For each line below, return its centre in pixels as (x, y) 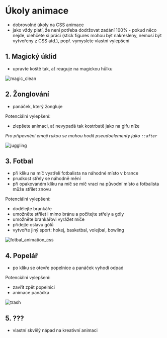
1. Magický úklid (31, 57)
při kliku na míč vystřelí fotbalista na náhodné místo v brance (75, 173)
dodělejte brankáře (32, 209)
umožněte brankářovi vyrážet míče (49, 219)
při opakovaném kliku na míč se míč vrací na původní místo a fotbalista (86, 184)
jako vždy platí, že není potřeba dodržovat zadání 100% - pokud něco (85, 30)
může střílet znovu (32, 189)
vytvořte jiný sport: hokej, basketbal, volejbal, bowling (68, 230)
